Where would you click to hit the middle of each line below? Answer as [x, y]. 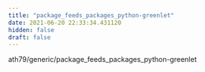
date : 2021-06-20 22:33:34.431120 [65, 23]
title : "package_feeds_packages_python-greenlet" [91, 15]
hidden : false [32, 30]
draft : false [30, 37]
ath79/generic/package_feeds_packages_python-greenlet [102, 59]
